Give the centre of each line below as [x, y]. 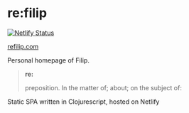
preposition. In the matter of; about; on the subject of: [103, 87]
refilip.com [23, 46]
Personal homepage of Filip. [49, 60]
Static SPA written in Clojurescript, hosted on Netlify [83, 102]
